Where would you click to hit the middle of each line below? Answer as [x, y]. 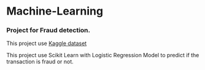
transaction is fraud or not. [40, 61]
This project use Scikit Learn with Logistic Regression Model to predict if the [103, 55]
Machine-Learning [55, 11]
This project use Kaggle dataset [47, 43]
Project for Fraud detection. [48, 30]
